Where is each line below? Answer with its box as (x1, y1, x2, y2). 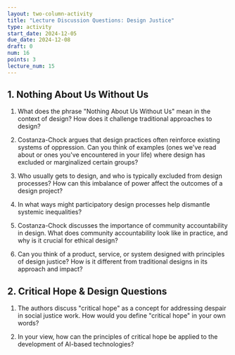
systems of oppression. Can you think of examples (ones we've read (17, 143, 217, 152)
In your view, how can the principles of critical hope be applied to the (17, 333, 218, 341)
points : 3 (7, 56, 37, 63)
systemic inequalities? (17, 208, 82, 217)
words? (17, 319, 39, 328)
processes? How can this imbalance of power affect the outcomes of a (17, 179, 223, 188)
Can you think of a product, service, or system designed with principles (17, 250, 225, 259)
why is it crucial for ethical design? (17, 236, 118, 245)
